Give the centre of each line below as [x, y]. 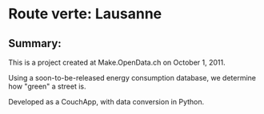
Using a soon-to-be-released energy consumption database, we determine [132, 78]
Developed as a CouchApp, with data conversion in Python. [106, 102]
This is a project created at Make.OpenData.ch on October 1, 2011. [117, 62]
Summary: [35, 43]
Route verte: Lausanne [85, 14]
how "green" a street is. [47, 86]
